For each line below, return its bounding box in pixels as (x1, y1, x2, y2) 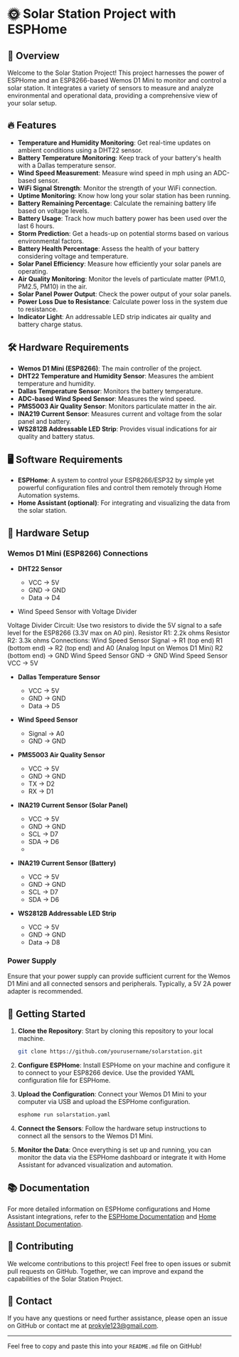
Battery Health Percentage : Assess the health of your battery (17, 244, 200, 253)
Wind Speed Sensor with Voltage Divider (17, 608, 137, 616)
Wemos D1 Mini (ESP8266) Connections (7, 548, 149, 558)
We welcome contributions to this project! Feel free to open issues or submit (7, 1259, 231, 1268)
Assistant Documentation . (7, 1220, 83, 1228)
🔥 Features (7, 120, 57, 132)
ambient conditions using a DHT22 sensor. (17, 145, 143, 155)
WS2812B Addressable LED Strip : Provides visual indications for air (17, 425, 217, 433)
